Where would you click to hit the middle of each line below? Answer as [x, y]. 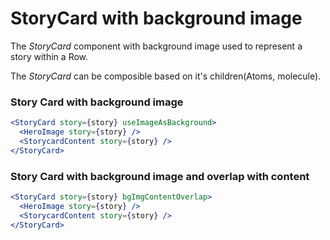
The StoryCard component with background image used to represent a [156, 46]
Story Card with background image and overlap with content [160, 176]
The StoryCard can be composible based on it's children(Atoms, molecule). [166, 76]
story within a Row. [49, 56]
